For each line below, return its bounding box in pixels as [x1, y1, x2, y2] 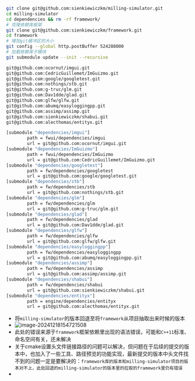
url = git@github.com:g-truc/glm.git [27, 206, 119, 212]
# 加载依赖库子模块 [6, 49, 47, 55]
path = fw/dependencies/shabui [27, 282, 103, 288]
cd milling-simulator [6, 11, 59, 17]
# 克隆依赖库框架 [6, 22, 42, 27]
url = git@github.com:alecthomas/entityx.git [27, 304, 140, 310]
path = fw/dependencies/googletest [27, 168, 114, 174]
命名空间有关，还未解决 [14, 336, 71, 343]
